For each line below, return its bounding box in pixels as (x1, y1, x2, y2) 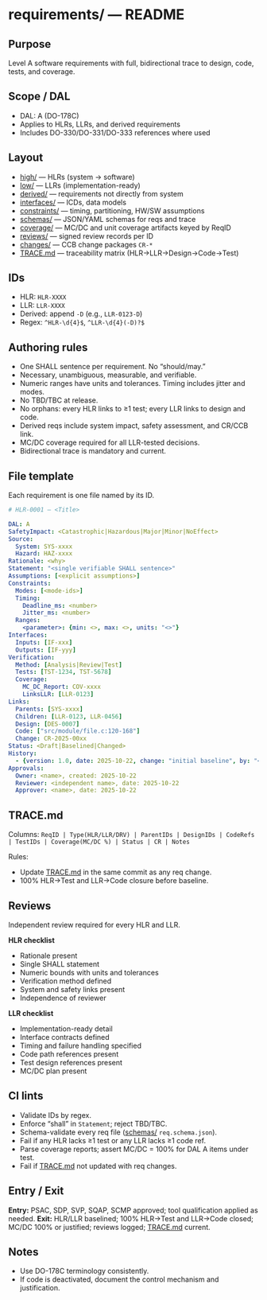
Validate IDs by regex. (19, 1110, 91, 1119)
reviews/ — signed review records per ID (19, 231, 153, 240)
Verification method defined (19, 976, 112, 986)
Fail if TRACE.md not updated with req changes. (19, 1161, 177, 1170)
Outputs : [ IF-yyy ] (15, 646, 77, 654)
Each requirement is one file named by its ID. (8, 491, 155, 500)
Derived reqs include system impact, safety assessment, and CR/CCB (19, 421, 249, 430)
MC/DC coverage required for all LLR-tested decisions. (19, 438, 200, 447)
